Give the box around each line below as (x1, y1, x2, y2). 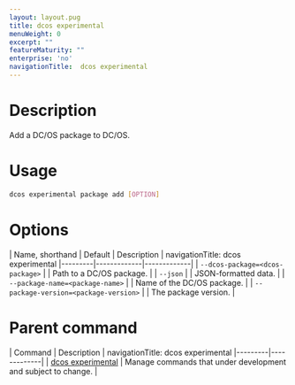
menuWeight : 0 (9, 29, 62, 38)
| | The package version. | (141, 287, 236, 297)
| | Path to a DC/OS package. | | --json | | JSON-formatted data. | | (42, 267, 285, 279)
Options (9, 219, 69, 240)
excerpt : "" (9, 37, 53, 47)
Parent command (9, 318, 138, 337)
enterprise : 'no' (9, 54, 73, 63)
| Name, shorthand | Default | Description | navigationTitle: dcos (9, 249, 241, 259)
